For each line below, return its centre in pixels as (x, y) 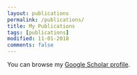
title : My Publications (41, 26)
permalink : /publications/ (46, 20)
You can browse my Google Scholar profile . (69, 64)
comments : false (30, 45)
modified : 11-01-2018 (38, 39)
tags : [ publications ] (38, 32)
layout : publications (38, 13)
